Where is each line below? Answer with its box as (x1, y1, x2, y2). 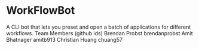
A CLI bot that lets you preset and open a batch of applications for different (6, 23, 191, 30)
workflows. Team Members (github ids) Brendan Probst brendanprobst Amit (6, 29, 193, 36)
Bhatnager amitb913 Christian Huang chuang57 (6, 36, 123, 43)
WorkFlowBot (6, 4, 75, 17)
